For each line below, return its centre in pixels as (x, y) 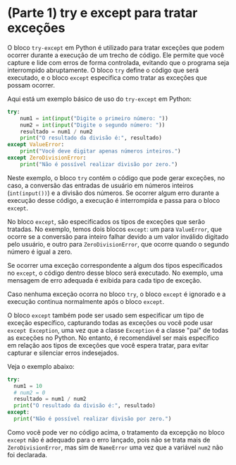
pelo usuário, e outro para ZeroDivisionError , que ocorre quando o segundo (118, 244)
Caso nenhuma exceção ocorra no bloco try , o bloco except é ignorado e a (117, 294)
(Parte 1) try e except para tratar (103, 13)
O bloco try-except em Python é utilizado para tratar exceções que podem (116, 47)
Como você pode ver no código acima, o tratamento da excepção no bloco (116, 432)
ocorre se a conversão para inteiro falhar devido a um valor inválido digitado (118, 236)
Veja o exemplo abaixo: (41, 366)
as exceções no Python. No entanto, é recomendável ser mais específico (113, 338)
